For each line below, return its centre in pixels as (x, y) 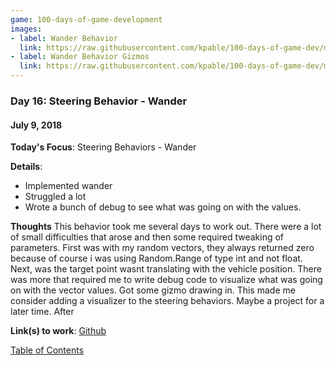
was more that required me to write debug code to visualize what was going (166, 280)
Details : (26, 167)
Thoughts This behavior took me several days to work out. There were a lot (166, 227)
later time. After (42, 312)
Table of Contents (47, 350)
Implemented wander (68, 186)
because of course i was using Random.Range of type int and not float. (156, 258)
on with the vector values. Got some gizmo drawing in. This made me (153, 290)
